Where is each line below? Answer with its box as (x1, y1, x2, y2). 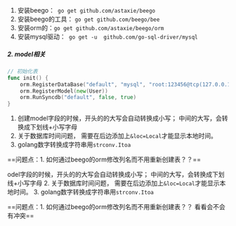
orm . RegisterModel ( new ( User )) (20, 87, 109, 95)
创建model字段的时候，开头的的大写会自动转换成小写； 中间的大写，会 (17, 114, 223, 123)
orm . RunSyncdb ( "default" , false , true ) (20, 94, 137, 101)
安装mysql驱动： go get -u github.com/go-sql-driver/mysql (17, 32, 198, 41)
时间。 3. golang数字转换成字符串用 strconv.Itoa (13, 188, 155, 197)
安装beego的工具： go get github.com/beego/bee (17, 15, 160, 23)
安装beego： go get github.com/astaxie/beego (17, 6, 156, 14)
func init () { (7, 74, 49, 81)
